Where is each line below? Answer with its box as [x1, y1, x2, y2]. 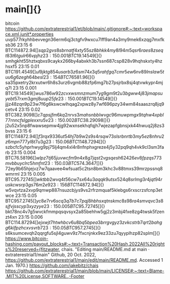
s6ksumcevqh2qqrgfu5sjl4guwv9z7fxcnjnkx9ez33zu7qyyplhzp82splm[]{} [5, 230, 160, 236]
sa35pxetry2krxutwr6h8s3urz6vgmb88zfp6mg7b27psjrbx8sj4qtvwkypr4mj [5, 79, 163, 86]
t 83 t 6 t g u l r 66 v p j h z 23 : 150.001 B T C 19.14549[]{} [5, 52, 102, 59]
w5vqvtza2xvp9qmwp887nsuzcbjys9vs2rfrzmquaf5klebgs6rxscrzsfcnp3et [5, 187, 163, 193]
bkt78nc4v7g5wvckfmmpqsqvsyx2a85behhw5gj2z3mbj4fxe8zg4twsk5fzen [5, 209, 164, 215]
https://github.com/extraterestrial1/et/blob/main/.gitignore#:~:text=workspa [5, 25, 163, 31]
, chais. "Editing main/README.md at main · [59, 246, 150, 252]
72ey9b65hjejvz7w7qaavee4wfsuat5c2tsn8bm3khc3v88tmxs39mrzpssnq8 [5, 166, 163, 172]
